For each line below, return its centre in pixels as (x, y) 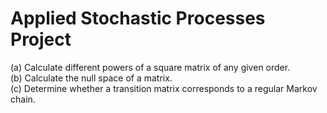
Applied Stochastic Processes (138, 18)
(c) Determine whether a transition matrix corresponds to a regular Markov (164, 88)
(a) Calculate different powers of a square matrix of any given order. (150, 67)
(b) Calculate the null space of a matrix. (91, 78)
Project (41, 39)
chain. (23, 99)
